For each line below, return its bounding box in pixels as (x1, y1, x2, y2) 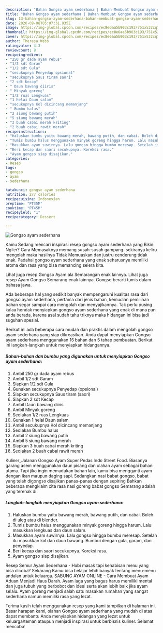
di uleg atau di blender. (12, 517, 59, 523)
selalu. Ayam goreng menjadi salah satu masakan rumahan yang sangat (5, 588, 148, 594)
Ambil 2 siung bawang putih (12, 432, 69, 438)
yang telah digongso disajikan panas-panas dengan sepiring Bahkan (5, 478, 142, 484)
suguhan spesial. (5, 317, 40, 323)
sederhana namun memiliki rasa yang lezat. (5, 593, 92, 599)
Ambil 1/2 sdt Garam (12, 376, 53, 381)
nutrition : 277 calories (5, 192, 56, 197)
